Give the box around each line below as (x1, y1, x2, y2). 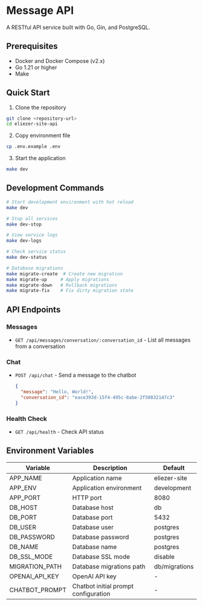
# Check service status (6, 249, 66, 255)
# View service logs (6, 232, 59, 238)
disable (153, 552, 175, 561)
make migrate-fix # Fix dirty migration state (6, 288, 134, 294)
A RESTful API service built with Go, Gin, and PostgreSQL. (6, 24, 150, 31)
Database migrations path (72, 562, 146, 570)
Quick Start (6, 88, 50, 98)
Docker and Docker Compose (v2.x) (14, 57, 105, 64)
